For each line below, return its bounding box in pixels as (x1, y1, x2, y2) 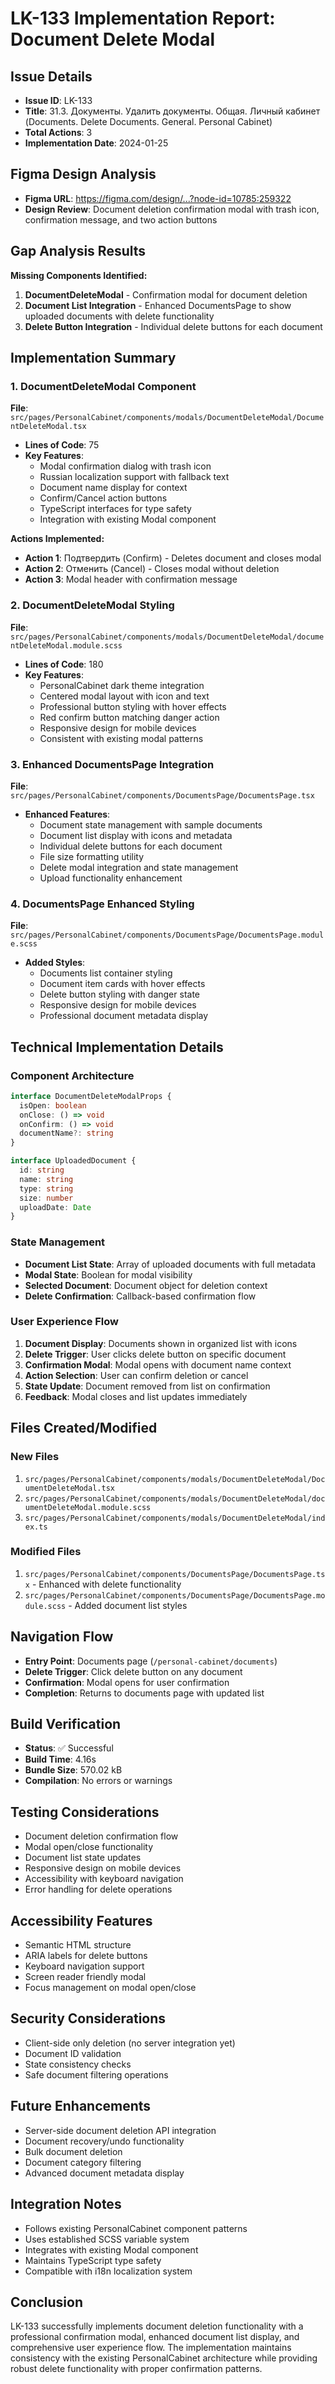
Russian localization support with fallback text (39, 471, 230, 483)
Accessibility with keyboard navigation (24, 1873, 184, 1885)
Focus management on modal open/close (24, 1982, 197, 1994)
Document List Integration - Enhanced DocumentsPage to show (24, 299, 292, 311)
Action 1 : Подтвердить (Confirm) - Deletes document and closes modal (24, 552, 322, 564)
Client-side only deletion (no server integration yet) (24, 2037, 236, 2049)
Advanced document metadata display (24, 2167, 185, 2179)
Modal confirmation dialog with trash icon (39, 460, 212, 472)
